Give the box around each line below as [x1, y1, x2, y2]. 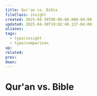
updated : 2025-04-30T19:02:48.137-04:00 [5, 21, 92, 27]
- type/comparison [10, 41, 49, 46]
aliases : [5, 26, 24, 31]
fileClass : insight [5, 12, 47, 17]
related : [5, 50, 24, 55]
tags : [5, 31, 17, 36]
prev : [5, 54, 17, 60]
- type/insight [10, 36, 42, 41]
